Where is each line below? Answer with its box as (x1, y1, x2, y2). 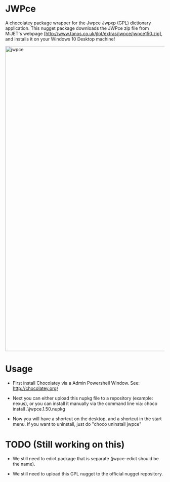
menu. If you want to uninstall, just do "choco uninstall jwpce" (12, 421, 142, 427)
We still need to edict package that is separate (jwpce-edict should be (12, 455, 159, 461)
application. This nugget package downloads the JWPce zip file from (5, 25, 149, 31)
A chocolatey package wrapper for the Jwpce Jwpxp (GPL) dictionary (5, 20, 151, 26)
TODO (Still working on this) (5, 439, 125, 451)
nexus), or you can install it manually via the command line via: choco (12, 400, 158, 407)
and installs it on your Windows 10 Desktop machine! (5, 36, 115, 42)
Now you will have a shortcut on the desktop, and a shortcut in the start (12, 416, 162, 422)
